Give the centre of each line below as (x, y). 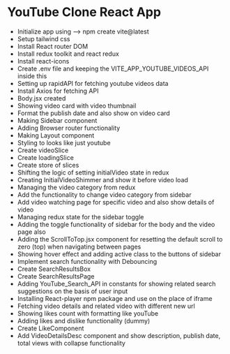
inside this (32, 76)
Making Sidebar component (57, 120)
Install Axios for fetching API (58, 91)
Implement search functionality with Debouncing (87, 261)
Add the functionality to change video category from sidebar (104, 194)
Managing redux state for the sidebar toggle (80, 216)
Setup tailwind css (44, 38)
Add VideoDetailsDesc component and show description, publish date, (119, 335)
